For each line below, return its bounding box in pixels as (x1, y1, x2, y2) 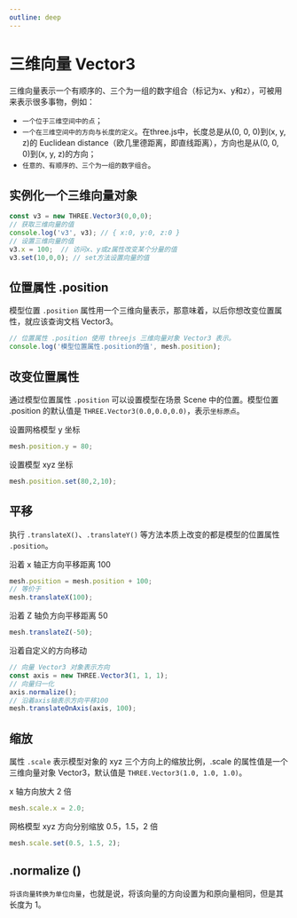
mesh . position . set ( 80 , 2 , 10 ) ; (9, 477, 117, 486)
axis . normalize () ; (9, 687, 77, 697)
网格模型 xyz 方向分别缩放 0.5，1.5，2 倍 (9, 821, 158, 831)
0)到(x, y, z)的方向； (21, 148, 97, 159)
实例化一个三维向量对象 (9, 187, 137, 202)
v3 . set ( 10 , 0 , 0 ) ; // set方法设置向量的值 (9, 253, 150, 262)
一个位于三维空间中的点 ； (21, 115, 104, 125)
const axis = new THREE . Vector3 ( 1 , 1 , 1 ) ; (9, 671, 168, 680)
